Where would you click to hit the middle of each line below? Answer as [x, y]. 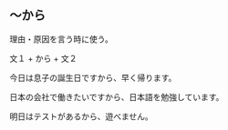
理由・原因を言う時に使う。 [62, 39]
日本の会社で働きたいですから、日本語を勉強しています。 [117, 96]
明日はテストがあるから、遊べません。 [81, 116]
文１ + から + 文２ [43, 58]
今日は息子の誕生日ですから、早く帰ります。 [93, 77]
